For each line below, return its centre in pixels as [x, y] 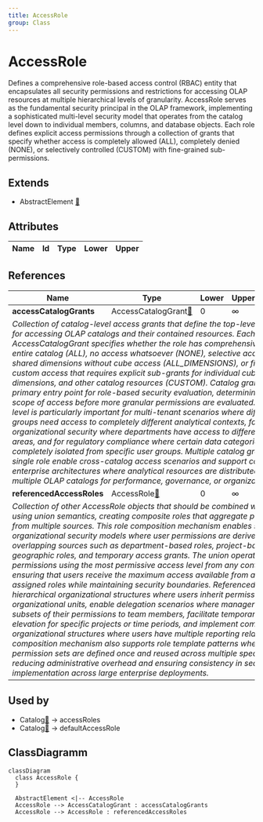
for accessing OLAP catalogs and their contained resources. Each [134, 333]
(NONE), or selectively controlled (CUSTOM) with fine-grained [108, 150]
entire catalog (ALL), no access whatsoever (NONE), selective [126, 353]
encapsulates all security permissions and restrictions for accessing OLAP [128, 92]
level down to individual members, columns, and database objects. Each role [131, 125]
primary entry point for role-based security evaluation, [113, 392]
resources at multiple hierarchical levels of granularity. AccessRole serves [127, 100]
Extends [29, 182]
